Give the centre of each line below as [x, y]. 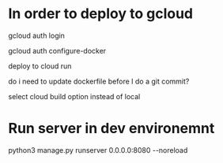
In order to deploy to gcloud [101, 14]
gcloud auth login [37, 35]
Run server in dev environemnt [111, 129]
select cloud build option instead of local [74, 96]
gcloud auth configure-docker [57, 50]
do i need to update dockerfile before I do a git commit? [99, 81]
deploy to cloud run [40, 66]
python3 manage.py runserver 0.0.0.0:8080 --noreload [98, 150]
